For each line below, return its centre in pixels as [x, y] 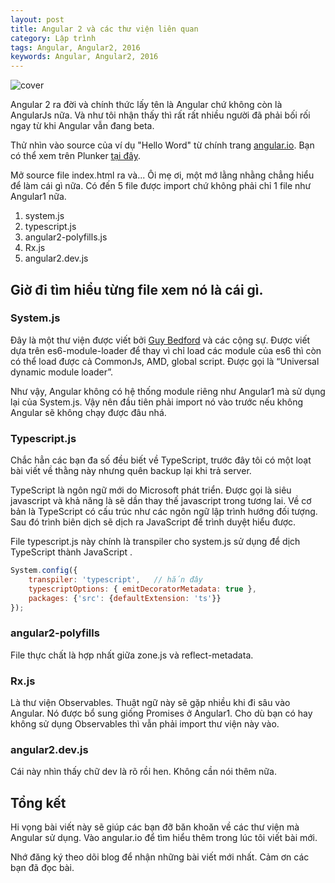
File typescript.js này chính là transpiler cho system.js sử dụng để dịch [155, 542]
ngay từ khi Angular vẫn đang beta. [82, 126]
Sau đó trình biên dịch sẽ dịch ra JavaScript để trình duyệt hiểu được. [153, 522]
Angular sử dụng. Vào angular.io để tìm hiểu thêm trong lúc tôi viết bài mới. [164, 838]
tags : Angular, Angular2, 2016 [75, 47]
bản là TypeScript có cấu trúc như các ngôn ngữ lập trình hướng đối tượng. [164, 512]
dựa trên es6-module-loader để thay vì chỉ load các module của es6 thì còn [166, 350]
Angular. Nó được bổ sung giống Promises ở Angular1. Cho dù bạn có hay [161, 713]
